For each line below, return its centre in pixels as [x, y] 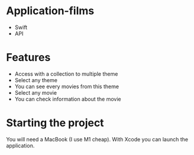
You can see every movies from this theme [67, 86]
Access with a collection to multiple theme [66, 74]
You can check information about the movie [68, 99]
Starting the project [55, 123]
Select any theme [36, 80]
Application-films [50, 11]
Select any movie [36, 92]
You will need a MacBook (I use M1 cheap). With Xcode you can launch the [97, 139]
